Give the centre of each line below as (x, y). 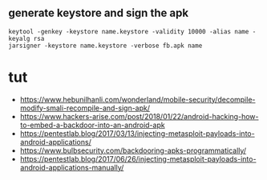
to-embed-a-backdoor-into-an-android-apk (93, 125)
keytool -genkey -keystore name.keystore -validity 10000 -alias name (129, 31)
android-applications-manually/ (72, 167)
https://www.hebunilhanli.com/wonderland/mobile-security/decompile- (138, 99)
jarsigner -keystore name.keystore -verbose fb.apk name (105, 46)
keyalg (19, 38)
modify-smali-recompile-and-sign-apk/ (85, 108)
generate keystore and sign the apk (99, 13)
